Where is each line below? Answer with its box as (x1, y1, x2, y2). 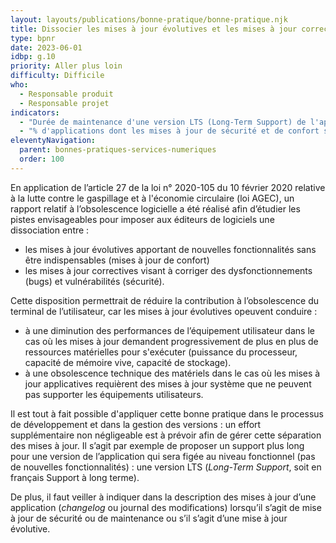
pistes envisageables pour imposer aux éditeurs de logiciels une (10, 213, 275, 225)
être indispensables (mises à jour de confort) (24, 254, 210, 266)
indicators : (10, 107, 60, 118)
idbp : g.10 (10, 52, 56, 62)
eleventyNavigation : (10, 136, 97, 146)
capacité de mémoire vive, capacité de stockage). (24, 356, 232, 368)
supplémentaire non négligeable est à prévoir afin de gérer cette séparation (10, 429, 322, 441)
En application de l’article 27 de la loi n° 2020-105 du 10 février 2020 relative (10, 181, 326, 193)
